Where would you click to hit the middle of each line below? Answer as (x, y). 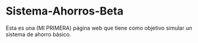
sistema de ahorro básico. (38, 34)
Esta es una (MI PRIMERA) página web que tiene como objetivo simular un (99, 28)
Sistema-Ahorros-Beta (64, 11)
